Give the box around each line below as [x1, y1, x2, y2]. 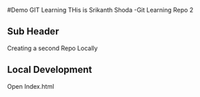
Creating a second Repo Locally [7, 44, 98, 52]
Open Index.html [7, 82, 54, 90]
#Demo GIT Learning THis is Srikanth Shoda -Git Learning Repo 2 [7, 6, 194, 14]
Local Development [7, 64, 92, 76]
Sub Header [7, 25, 59, 37]
